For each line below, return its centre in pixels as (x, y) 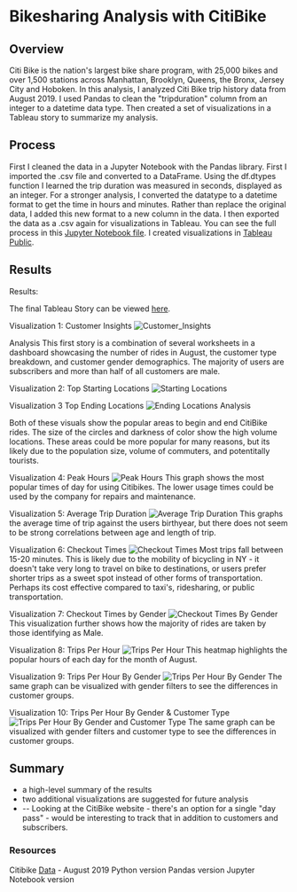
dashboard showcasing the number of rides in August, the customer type (143, 352)
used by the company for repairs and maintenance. (103, 496)
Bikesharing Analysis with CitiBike (138, 16)
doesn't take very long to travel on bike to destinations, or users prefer (138, 568)
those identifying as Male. (56, 632)
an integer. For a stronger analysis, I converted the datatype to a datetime (143, 195)
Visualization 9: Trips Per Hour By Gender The (146, 677)
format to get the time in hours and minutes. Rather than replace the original (148, 204)
